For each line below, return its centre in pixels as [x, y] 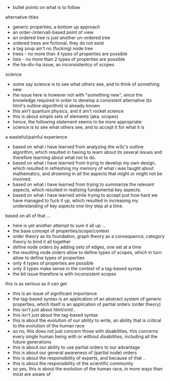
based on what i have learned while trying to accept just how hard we [85, 195]
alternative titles [22, 17]
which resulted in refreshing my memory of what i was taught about [83, 168]
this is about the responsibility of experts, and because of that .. [79, 358]
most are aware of [32, 374]
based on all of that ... [28, 216]
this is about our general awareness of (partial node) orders [75, 353]
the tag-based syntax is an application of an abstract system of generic [87, 299]
